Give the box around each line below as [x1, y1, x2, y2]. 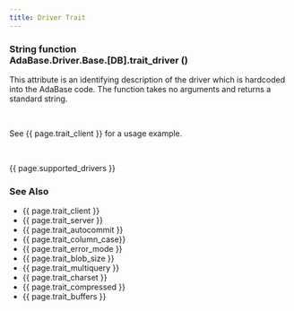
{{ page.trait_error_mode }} [22, 244, 123, 255]
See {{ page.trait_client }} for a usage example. [9, 127, 183, 139]
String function [9, 42, 77, 55]
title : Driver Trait [9, 13, 87, 22]
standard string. [9, 93, 68, 104]
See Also [9, 185, 49, 197]
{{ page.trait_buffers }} [22, 291, 107, 302]
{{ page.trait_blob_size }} [22, 253, 115, 264]
